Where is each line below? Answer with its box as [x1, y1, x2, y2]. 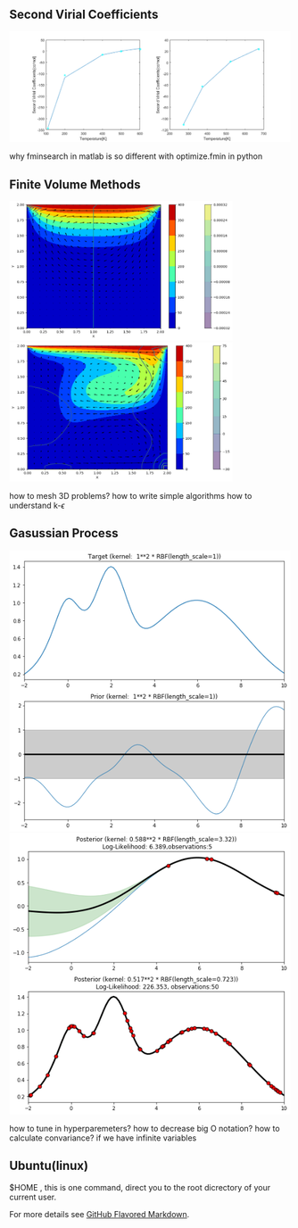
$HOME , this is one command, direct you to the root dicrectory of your [9, 1182, 271, 1192]
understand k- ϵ [9, 500, 65, 510]
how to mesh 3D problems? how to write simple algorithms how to [9, 490, 252, 501]
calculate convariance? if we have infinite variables [9, 1133, 197, 1143]
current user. [9, 1191, 57, 1202]
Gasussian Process [9, 526, 119, 541]
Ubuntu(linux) [9, 1158, 89, 1174]
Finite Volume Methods [9, 177, 141, 192]
